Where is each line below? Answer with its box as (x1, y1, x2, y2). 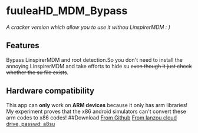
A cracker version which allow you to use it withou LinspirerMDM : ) (6, 24, 171, 31)
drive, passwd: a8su (6, 120, 55, 127)
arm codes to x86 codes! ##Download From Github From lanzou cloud (6, 114, 177, 121)
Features (6, 41, 39, 51)
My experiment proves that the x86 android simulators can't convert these (6, 108, 187, 115)
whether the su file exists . (6, 69, 69, 76)
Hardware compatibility (6, 86, 95, 96)
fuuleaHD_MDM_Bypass (6, 4, 128, 18)
